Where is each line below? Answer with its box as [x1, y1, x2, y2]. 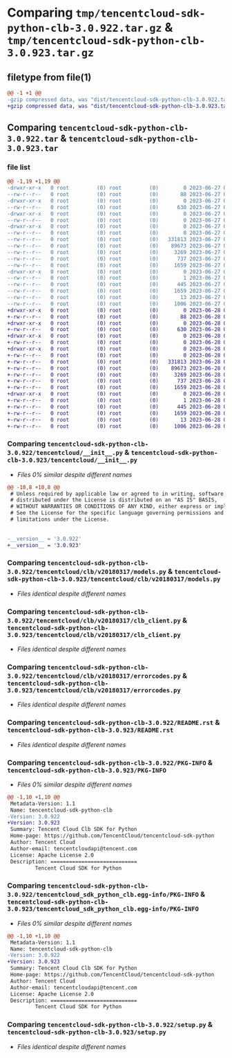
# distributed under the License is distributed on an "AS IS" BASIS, [10, 496, 217, 503]
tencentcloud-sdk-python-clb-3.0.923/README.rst [7, 726, 174, 735]
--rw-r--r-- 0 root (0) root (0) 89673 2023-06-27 [7, 242, 221, 250]
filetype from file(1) [7, 71, 92, 83]
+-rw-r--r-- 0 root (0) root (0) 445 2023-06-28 [7, 403, 221, 410]
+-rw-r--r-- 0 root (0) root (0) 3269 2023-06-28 [7, 371, 221, 378]
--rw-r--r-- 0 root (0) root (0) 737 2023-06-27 [7, 255, 221, 262]
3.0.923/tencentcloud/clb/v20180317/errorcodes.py [7, 687, 181, 694]
